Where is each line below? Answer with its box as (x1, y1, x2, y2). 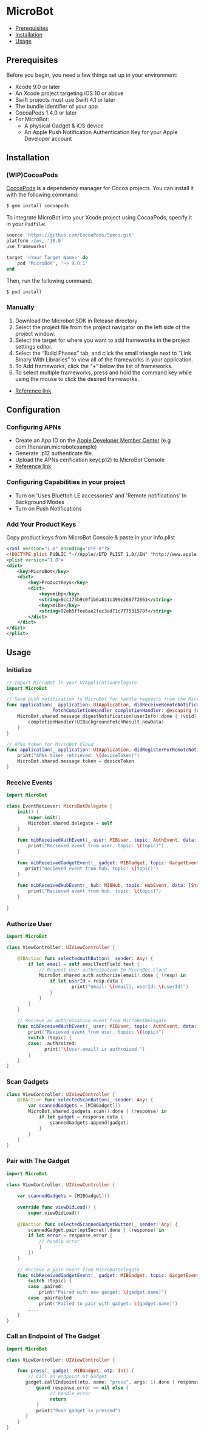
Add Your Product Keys (6, 520, 76, 528)
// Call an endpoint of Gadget (28, 1373, 107, 1380)
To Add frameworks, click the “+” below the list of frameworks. (15, 362, 173, 369)
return (49, 1396, 67, 1402)
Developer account (24, 135, 72, 142)
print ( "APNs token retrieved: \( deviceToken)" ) (17, 753, 140, 759)
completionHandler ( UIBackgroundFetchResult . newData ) (28, 719, 165, 725)
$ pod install (6, 288, 42, 295)
